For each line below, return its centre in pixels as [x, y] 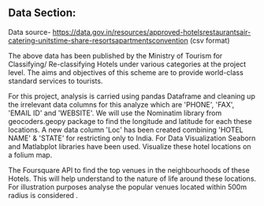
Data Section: [42, 13]
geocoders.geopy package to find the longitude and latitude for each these [130, 121]
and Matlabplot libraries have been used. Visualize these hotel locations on [130, 146]
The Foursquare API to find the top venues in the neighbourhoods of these [129, 170]
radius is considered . [43, 195]
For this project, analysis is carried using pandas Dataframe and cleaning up [132, 96]
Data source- [30, 32]
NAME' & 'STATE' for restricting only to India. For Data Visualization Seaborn [132, 138]
